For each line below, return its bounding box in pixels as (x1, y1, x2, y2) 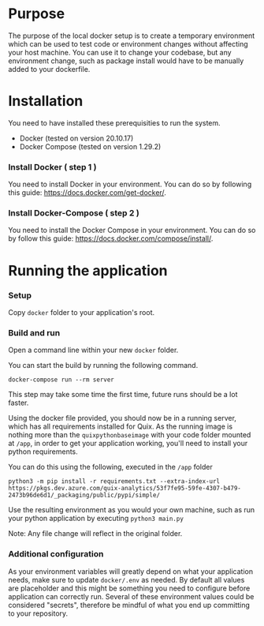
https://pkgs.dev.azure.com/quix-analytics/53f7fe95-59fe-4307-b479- (8, 485, 242, 493)
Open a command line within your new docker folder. (8, 345, 179, 355)
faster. (8, 398, 29, 407)
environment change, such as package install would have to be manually (8, 56, 244, 66)
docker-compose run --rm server (8, 376, 114, 384)
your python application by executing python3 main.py (8, 514, 184, 523)
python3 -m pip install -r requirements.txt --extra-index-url (8, 478, 221, 485)
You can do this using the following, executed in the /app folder (8, 463, 213, 472)
